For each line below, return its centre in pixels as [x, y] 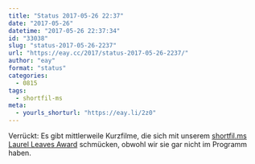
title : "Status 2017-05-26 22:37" [66, 16]
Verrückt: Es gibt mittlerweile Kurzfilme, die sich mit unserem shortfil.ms [127, 136]
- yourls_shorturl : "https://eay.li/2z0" [86, 113]
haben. [20, 153]
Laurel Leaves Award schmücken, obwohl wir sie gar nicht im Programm [128, 144]
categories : [28, 76]
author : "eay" [32, 61]
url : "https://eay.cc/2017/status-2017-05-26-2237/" [99, 53]
